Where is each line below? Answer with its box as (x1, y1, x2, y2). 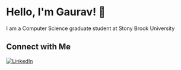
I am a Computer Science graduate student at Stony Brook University (6, 25, 175, 32)
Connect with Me (6, 42, 71, 52)
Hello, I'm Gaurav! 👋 (6, 5, 106, 19)
